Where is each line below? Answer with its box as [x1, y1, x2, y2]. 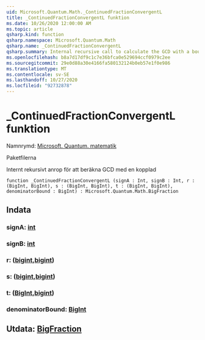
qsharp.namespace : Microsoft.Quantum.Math [6, 37, 116, 43]
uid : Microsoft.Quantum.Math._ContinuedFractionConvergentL [6, 9, 163, 15]
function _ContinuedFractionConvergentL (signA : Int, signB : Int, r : [6, 178, 195, 184]
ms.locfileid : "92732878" [6, 83, 72, 89]
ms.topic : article [6, 26, 53, 32]
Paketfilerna [6, 154, 37, 161]
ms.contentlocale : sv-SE [6, 71, 70, 78]
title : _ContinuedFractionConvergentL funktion [6, 15, 130, 21]
